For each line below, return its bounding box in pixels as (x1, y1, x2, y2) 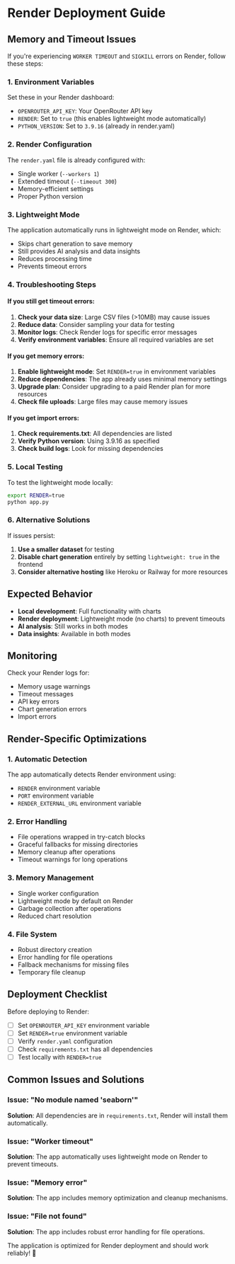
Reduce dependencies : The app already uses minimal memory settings (17, 375, 227, 384)
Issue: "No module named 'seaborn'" (7, 1095, 139, 1105)
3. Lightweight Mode (7, 209, 80, 219)
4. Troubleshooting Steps (7, 280, 97, 289)
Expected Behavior (7, 588, 93, 600)
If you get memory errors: (7, 352, 85, 360)
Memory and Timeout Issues (7, 33, 137, 45)
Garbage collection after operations (17, 904, 122, 912)
